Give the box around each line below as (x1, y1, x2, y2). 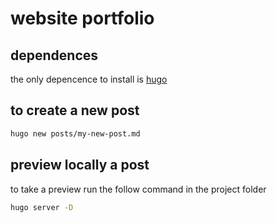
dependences (10, 47, 99, 64)
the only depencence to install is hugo (10, 73, 168, 85)
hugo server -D (10, 202, 74, 212)
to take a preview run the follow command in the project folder (10, 183, 267, 195)
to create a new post (10, 102, 140, 119)
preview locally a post (10, 157, 150, 174)
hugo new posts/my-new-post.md (10, 128, 141, 139)
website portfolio (10, 7, 155, 30)
